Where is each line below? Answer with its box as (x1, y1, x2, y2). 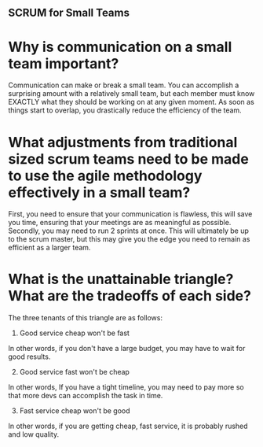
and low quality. (8, 430, 60, 439)
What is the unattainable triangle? (8, 271, 234, 288)
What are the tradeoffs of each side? (8, 287, 251, 305)
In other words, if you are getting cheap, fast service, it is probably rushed (8, 421, 249, 431)
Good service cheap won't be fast (19, 328, 130, 338)
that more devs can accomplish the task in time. (8, 391, 163, 401)
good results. (8, 352, 51, 361)
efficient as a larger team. (8, 243, 91, 253)
